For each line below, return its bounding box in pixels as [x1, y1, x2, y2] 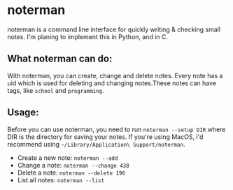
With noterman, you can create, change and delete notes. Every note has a [7, 71, 223, 80]
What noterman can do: [7, 53, 113, 65]
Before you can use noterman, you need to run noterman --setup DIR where [7, 125, 226, 133]
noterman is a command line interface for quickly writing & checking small [7, 25, 221, 34]
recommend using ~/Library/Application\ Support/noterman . [7, 140, 185, 148]
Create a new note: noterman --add [17, 153, 118, 162]
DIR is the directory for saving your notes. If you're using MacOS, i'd [7, 132, 204, 141]
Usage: [7, 107, 40, 119]
